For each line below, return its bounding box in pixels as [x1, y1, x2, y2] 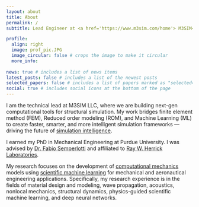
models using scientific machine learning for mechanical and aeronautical [6, 169, 187, 176]
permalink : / [6, 20, 38, 26]
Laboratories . [6, 151, 39, 158]
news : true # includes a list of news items [6, 69, 118, 75]
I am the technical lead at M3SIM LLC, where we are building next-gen [6, 102, 178, 109]
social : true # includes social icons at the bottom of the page [6, 85, 171, 92]
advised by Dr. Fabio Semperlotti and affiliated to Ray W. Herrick [6, 145, 163, 152]
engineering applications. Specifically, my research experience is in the [6, 176, 180, 182]
